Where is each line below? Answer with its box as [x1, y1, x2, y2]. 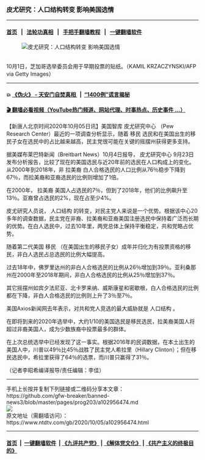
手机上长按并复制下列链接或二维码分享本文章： [6, 386, 124, 393]
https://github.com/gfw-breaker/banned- [6, 392, 110, 400]
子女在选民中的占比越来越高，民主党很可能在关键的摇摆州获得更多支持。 [11, 138, 193, 145]
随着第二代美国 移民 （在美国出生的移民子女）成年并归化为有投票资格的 [6, 243, 186, 251]
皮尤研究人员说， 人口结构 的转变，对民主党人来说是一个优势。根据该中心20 [6, 207, 198, 215]
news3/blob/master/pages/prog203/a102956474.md [6, 398, 138, 406]
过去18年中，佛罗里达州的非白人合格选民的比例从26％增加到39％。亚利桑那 [6, 264, 196, 271]
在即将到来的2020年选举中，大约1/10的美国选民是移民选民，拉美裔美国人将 [6, 318, 195, 325]
